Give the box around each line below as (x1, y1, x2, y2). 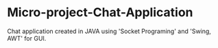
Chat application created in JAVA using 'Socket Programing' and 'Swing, (7, 27, 211, 35)
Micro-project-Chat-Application (7, 5, 193, 20)
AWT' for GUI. (7, 34, 47, 42)
